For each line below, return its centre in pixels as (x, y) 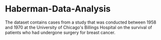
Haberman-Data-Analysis (58, 9)
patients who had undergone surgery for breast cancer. (60, 32)
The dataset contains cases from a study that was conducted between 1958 (80, 22)
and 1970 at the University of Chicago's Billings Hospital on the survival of (79, 27)
